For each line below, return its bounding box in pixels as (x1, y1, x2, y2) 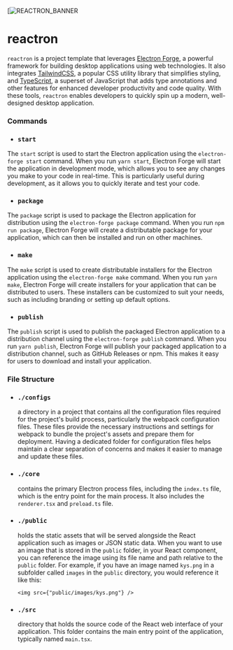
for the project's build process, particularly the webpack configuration (17, 415, 220, 424)
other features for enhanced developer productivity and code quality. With (7, 84, 222, 92)
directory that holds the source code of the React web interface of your (17, 620, 224, 628)
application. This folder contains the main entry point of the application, (17, 628, 224, 636)
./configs (17, 393, 51, 401)
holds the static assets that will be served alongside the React (17, 531, 196, 540)
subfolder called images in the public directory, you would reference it (17, 568, 219, 577)
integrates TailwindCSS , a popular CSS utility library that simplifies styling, (7, 68, 221, 77)
